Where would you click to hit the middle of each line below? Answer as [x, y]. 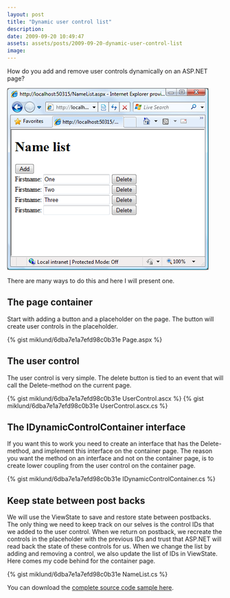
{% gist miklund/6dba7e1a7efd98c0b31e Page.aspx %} [85, 340]
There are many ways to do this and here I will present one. [91, 281]
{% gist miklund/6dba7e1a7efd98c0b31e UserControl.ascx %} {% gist [105, 398]
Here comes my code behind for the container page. [81, 561]
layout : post [26, 14]
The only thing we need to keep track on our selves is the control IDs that [111, 524]
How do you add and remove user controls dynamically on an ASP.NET [107, 71]
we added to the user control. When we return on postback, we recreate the [115, 532]
